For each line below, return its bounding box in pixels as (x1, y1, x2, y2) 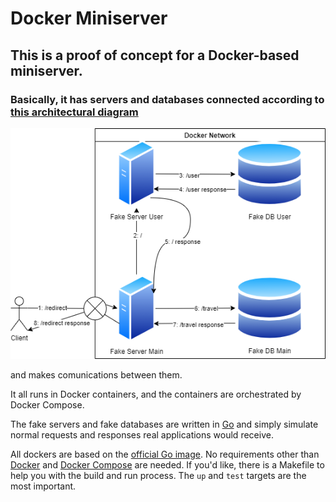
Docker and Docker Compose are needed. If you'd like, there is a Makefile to (10, 459, 325, 471)
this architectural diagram (10, 105, 139, 119)
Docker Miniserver (10, 7, 168, 30)
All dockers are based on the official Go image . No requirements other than (10, 448, 320, 461)
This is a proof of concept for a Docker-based (10, 47, 300, 64)
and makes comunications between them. (10, 369, 183, 381)
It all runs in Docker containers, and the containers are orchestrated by (10, 388, 302, 401)
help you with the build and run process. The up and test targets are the (10, 470, 307, 482)
